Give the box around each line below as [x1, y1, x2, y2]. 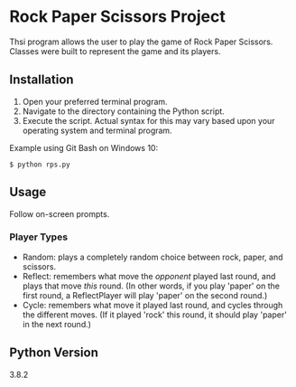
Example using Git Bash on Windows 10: [9, 142, 159, 153]
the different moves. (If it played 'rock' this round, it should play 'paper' [22, 309, 287, 320]
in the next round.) [22, 318, 92, 329]
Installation [9, 72, 74, 88]
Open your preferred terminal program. [22, 96, 169, 107]
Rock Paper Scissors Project [9, 6, 226, 27]
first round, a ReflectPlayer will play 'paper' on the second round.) [22, 289, 268, 300]
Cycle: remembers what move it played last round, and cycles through [22, 299, 283, 310]
